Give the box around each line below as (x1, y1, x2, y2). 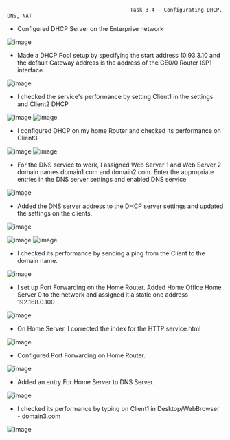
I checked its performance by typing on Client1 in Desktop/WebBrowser (16, 405, 220, 412)
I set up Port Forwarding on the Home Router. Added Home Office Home (16, 283, 222, 291)
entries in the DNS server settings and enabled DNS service (16, 176, 187, 183)
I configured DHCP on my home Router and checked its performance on (16, 127, 222, 134)
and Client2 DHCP (16, 100, 69, 108)
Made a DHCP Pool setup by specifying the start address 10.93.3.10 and (16, 52, 221, 59)
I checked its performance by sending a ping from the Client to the (16, 249, 206, 258)
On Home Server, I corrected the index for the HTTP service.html (16, 324, 201, 333)
